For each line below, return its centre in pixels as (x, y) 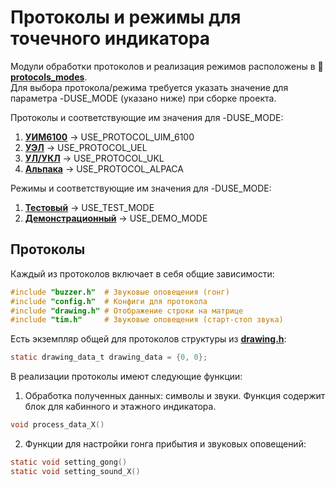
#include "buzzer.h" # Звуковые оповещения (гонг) (120, 292)
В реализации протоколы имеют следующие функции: (126, 377)
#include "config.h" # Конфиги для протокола (109, 301)
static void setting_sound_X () (75, 471)
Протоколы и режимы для (126, 17)
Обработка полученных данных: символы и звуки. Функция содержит (175, 396)
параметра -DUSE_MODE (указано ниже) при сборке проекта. (143, 98)
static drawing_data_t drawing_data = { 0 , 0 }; (109, 357)
